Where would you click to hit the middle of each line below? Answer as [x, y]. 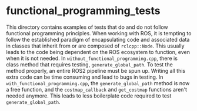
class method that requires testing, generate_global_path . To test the [90, 64]
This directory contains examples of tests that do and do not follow [87, 27]
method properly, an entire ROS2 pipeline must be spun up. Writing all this [96, 70]
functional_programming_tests [83, 11]
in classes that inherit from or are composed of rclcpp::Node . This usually [95, 46]
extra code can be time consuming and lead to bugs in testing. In [85, 77]
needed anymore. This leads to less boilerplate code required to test [89, 96]
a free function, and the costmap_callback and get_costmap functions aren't [96, 89]
